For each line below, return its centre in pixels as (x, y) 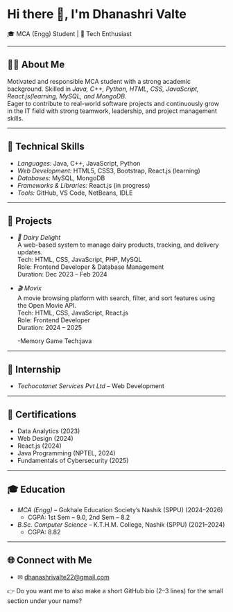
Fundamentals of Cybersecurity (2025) (73, 461)
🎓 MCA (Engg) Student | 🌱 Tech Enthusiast (69, 33)
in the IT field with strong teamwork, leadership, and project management (112, 111)
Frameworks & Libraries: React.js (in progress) (84, 185)
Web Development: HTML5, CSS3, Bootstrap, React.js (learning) (109, 171)
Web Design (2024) (45, 438)
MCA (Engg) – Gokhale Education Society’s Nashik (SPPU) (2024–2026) (120, 509)
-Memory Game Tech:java (54, 341)
